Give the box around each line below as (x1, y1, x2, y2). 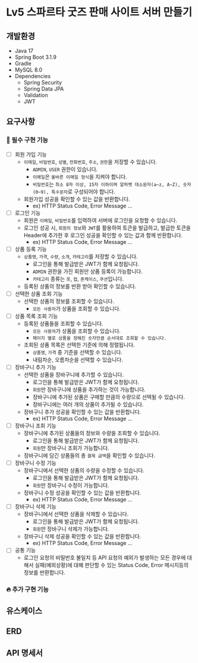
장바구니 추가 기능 (14, 364, 56, 370)
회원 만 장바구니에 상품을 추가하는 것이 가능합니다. (32, 386, 146, 394)
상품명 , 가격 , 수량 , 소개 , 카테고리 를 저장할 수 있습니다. (23, 253, 138, 260)
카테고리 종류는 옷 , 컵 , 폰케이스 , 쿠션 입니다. (32, 275, 124, 282)
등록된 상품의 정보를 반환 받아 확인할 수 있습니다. (23, 283, 137, 290)
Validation (23, 92, 49, 98)
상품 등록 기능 (14, 245, 47, 252)
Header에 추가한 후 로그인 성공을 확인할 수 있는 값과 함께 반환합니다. (23, 231, 183, 238)
